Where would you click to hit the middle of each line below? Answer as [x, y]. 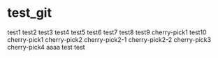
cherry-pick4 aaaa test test [46, 47]
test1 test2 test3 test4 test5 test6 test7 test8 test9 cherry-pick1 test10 [107, 32]
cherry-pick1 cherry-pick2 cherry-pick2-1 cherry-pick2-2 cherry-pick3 [109, 39]
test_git [30, 13]
